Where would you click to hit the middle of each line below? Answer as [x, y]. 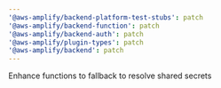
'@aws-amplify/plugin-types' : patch [76, 42]
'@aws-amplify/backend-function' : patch [84, 26]
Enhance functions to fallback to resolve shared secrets [110, 76]
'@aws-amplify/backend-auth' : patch [76, 34]
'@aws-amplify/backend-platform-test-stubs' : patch [106, 17]
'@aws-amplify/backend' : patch [66, 51]
